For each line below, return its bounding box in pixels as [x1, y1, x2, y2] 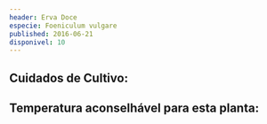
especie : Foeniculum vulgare [9, 21, 117, 30]
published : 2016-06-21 [9, 29, 93, 38]
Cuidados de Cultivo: [9, 70, 129, 85]
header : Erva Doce [9, 12, 77, 22]
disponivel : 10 [9, 37, 66, 47]
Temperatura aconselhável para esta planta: [9, 101, 260, 116]
